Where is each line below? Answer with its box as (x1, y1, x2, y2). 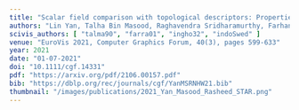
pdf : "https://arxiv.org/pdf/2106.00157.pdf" (9, 71, 181, 80)
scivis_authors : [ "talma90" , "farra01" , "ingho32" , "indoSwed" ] (9, 29, 261, 38)
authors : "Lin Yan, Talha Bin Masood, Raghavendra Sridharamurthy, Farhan (9, 21, 293, 30)
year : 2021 (9, 46, 50, 55)
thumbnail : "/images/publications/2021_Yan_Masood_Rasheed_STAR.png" (9, 87, 273, 96)
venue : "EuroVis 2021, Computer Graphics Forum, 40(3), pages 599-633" (9, 37, 280, 47)
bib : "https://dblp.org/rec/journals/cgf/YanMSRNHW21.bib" (9, 79, 233, 88)
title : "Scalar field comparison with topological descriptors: (9, 12, 253, 22)
